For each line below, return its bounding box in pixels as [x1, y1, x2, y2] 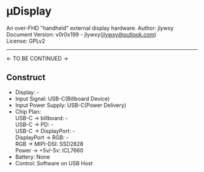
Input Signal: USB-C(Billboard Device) [15, 95, 110, 102]
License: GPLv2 [6, 37, 46, 44]
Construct [6, 72, 46, 83]
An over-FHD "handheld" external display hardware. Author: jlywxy [6, 24, 174, 32]
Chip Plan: [15, 108, 41, 115]
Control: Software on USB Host [15, 159, 93, 167]
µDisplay [6, 4, 52, 18]
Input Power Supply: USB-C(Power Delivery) [15, 101, 126, 109]
